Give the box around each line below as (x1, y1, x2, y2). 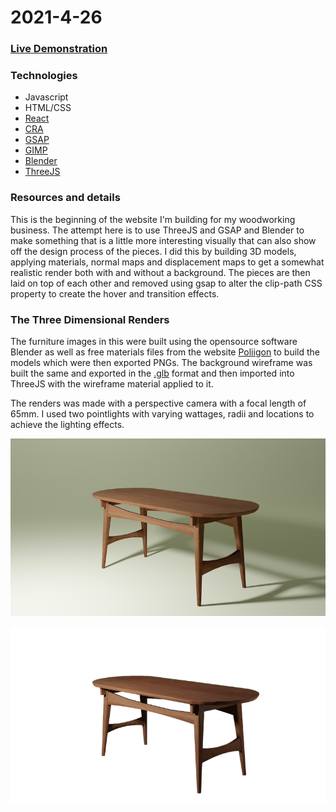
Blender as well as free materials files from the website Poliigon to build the (10, 346, 321, 358)
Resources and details (10, 191, 121, 205)
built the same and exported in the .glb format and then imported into (10, 367, 295, 379)
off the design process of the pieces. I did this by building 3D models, (10, 245, 297, 257)
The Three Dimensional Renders (10, 312, 170, 326)
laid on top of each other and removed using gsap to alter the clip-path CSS (10, 277, 323, 289)
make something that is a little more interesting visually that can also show (10, 234, 317, 246)
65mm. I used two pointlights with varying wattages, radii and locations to (10, 408, 315, 420)
